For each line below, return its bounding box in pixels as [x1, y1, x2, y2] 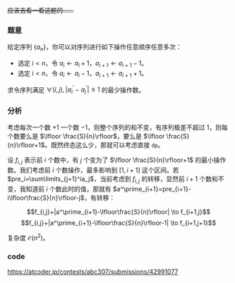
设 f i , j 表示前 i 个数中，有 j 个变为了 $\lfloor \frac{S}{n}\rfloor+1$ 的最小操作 [7, 156, 227, 166]
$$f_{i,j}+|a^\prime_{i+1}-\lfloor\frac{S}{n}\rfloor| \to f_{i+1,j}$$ [27, 208, 210, 216]
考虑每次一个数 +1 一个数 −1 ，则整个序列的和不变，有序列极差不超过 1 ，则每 [7, 123, 228, 132]
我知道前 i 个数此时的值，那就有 [19, 185, 112, 194]
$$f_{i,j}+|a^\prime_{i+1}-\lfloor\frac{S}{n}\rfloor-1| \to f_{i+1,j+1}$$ [20, 219, 217, 227]
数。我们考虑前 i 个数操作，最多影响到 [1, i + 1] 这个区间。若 [7, 166, 179, 175]
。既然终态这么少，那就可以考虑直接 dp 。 [44, 141, 164, 149]
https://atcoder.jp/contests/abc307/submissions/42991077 [7, 267, 179, 276]
